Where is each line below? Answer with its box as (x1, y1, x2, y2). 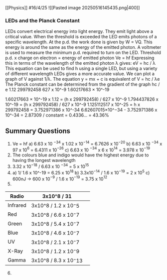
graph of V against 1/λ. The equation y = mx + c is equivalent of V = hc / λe (5, 76, 160, 82)
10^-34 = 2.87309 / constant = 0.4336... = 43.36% (5, 112, 109, 118)
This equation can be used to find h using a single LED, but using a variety (5, 65, 158, 72)
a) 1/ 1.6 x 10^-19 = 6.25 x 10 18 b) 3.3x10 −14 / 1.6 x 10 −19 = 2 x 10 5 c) (12, 169, 150, 175)
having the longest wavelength (12, 157, 76, 163)
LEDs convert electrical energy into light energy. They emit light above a (5, 28, 154, 34)
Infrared (7, 202, 26, 209)
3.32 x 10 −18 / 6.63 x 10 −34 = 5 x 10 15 (12, 162, 89, 169)
